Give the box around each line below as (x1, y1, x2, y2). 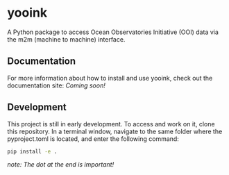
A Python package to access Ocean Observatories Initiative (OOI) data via (7, 28, 219, 36)
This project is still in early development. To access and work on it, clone (7, 119, 215, 128)
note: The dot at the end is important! (7, 160, 114, 169)
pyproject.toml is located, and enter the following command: (7, 134, 179, 143)
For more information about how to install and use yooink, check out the (7, 74, 213, 82)
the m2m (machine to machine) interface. (7, 35, 126, 43)
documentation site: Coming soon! (7, 81, 105, 90)
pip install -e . (7, 148, 58, 155)
